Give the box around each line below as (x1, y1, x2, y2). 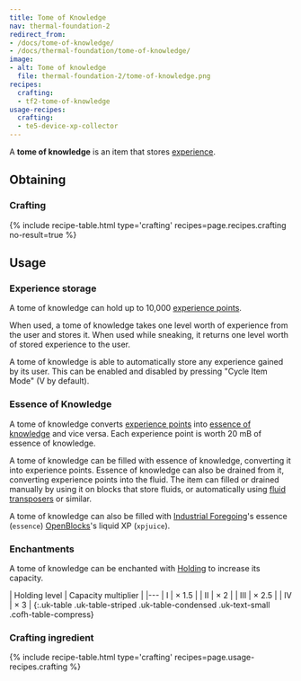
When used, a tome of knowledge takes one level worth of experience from (9, 320, 289, 331)
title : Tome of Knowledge (9, 13, 106, 22)
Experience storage (9, 282, 97, 295)
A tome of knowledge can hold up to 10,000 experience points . (9, 303, 243, 314)
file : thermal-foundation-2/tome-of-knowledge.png (17, 72, 211, 81)
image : (9, 55, 34, 64)
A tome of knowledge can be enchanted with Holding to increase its (9, 562, 261, 573)
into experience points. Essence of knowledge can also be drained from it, (9, 464, 285, 475)
